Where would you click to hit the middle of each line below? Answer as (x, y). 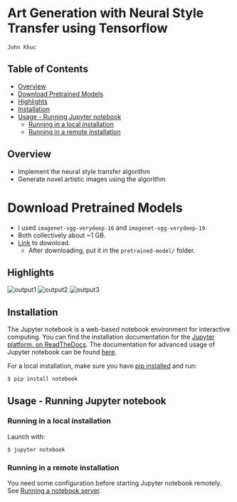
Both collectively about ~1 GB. (62, 235)
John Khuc (22, 47)
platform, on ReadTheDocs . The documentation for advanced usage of (111, 344)
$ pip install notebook (43, 379)
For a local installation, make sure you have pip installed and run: (102, 366)
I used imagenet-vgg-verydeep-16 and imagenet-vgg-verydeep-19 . (112, 227)
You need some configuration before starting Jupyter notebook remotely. (115, 483)
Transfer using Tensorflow (88, 28)
